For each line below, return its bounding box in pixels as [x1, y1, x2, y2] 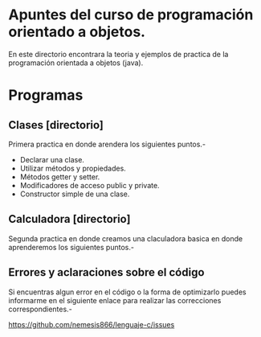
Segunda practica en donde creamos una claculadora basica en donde [8, 233, 243, 243]
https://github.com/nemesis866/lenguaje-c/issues [8, 319, 175, 329]
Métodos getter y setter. [19, 171, 100, 182]
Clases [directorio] [8, 118, 104, 132]
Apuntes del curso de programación [8, 6, 254, 24]
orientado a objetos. [8, 23, 146, 41]
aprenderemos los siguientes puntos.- [8, 242, 135, 252]
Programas [8, 86, 84, 105]
